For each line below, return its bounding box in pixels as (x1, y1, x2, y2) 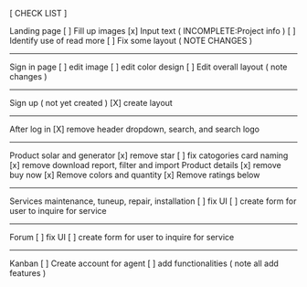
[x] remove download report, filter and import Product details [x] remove (9, 160, 281, 170)
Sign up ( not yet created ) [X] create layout (9, 98, 174, 108)
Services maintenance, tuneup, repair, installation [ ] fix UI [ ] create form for (9, 196, 297, 207)
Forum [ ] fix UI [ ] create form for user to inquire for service (9, 232, 235, 242)
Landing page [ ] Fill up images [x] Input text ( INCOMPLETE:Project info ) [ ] (9, 26, 296, 36)
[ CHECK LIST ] (9, 8, 68, 18)
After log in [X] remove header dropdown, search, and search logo (9, 123, 260, 134)
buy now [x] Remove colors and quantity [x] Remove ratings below (9, 169, 260, 180)
